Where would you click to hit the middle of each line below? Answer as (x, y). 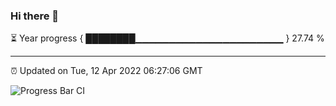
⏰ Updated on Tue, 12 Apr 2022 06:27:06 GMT (106, 71)
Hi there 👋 (35, 16)
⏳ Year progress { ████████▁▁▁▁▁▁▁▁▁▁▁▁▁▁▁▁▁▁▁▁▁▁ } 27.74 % (167, 38)
